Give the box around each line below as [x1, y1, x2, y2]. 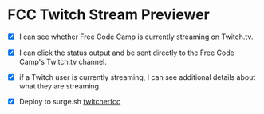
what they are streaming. [18, 81, 101, 91]
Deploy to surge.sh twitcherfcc [18, 97, 121, 107]
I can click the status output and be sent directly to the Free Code [18, 48, 234, 57]
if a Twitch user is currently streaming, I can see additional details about [18, 73, 256, 82]
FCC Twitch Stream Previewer [7, 6, 211, 24]
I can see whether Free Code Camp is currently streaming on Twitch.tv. [18, 32, 254, 41]
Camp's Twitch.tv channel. [18, 57, 107, 67]
